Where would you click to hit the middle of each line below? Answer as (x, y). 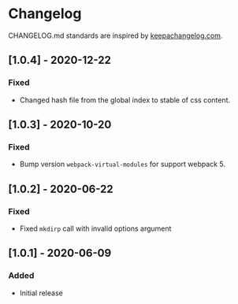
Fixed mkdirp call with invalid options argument (95, 228)
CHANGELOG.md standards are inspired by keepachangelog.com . (115, 35)
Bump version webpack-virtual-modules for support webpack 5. (123, 164)
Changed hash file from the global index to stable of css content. (125, 100)
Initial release (41, 293)
